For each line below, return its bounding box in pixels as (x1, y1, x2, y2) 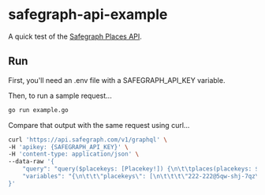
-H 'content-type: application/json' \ (8, 150, 140, 159)
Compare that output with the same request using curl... (8, 120, 190, 129)
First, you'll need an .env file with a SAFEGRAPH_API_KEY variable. (8, 75, 226, 84)
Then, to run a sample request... (8, 91, 112, 100)
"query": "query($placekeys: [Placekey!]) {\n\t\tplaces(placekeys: (22, 165, 252, 173)
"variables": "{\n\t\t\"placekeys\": (22, 172, 147, 180)
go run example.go (8, 106, 69, 114)
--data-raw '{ (8, 158, 55, 166)
